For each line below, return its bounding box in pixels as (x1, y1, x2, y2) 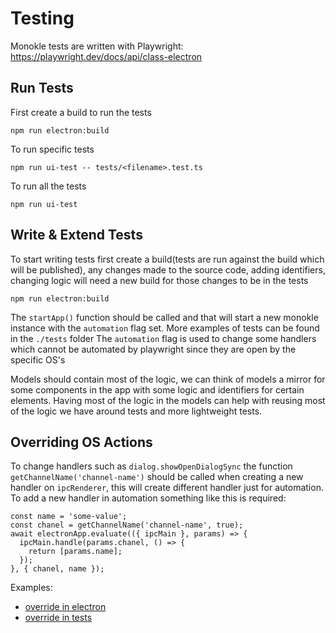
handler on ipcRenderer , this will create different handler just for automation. (10, 482, 324, 494)
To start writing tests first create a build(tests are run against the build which (10, 253, 325, 265)
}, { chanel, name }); (10, 564, 105, 574)
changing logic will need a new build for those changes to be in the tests (10, 274, 309, 286)
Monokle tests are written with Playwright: (10, 40, 184, 52)
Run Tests (10, 80, 74, 97)
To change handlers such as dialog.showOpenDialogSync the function (10, 460, 293, 472)
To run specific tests (10, 143, 95, 155)
